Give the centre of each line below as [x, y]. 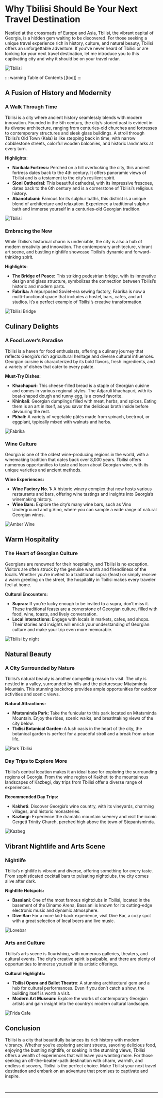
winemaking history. [32, 499]
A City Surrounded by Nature [40, 668]
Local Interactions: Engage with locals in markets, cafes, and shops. [81, 619]
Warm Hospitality [32, 539]
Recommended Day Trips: [32, 797]
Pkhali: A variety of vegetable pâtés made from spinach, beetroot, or [81, 416]
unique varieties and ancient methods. [43, 470]
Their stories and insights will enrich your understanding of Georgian [81, 624]
